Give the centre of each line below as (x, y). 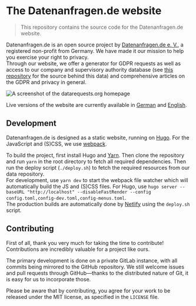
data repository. (25, 174)
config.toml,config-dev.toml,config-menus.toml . (66, 197)
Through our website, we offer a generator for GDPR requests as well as (94, 63)
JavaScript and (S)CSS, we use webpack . (57, 144)
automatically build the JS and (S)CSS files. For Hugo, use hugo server (92, 186)
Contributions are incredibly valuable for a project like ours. (78, 249)
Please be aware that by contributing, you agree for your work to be (88, 290)
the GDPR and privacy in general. (46, 82)
